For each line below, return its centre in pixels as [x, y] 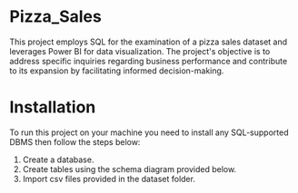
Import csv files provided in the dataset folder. [109, 179]
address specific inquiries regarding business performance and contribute [149, 61]
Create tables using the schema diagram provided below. [129, 169]
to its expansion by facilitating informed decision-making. [117, 71]
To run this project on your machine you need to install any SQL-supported [149, 132]
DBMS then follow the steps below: [75, 141]
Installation [53, 107]
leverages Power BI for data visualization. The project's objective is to [140, 51]
